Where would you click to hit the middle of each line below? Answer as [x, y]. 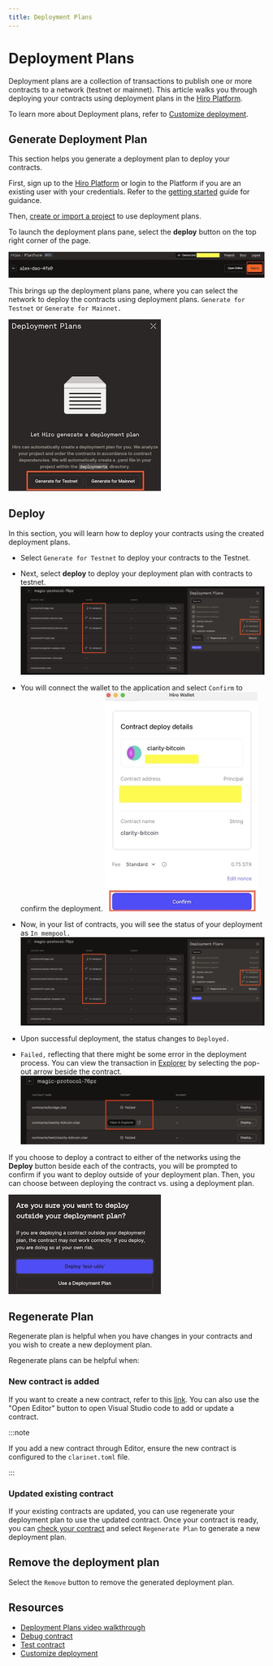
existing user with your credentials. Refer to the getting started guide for [129, 192]
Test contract [42, 1644]
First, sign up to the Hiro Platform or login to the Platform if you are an [125, 184]
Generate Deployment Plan [78, 139]
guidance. [25, 201]
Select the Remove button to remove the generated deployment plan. [121, 1582]
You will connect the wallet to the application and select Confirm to [132, 688]
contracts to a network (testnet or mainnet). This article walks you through [133, 89]
